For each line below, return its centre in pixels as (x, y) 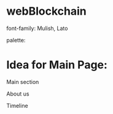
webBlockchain (47, 11)
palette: (16, 40)
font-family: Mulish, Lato (37, 28)
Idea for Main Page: (57, 65)
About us (18, 94)
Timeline (18, 105)
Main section (23, 82)
